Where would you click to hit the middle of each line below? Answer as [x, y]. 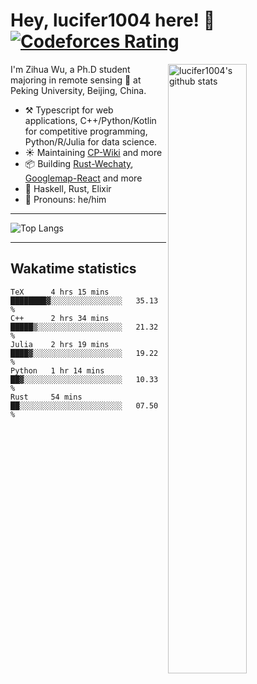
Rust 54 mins [46, 397]
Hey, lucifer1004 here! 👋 [113, 20]
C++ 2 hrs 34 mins [60, 318]
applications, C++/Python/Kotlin [90, 120]
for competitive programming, [86, 131]
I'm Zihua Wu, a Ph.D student [70, 69]
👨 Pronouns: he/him [65, 199]
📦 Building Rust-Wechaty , [79, 163]
